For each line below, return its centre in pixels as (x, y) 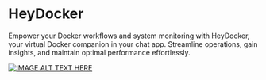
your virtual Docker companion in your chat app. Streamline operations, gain (133, 44)
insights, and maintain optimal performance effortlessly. (99, 52)
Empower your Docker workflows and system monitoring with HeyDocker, (129, 36)
